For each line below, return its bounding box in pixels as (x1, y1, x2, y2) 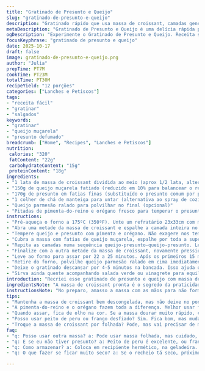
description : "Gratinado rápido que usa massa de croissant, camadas (6, 20, 187, 26)
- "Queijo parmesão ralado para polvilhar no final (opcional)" (6, 202, 173, 208)
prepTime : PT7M (6, 65, 45, 72)
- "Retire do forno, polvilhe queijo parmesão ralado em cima (6, 259, 168, 265)
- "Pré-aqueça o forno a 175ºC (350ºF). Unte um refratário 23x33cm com (6, 219, 195, 226)
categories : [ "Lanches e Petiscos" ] (6, 89, 99, 95)
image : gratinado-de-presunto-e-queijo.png (6, 54, 119, 61)
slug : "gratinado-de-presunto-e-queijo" (6, 15, 111, 21)
